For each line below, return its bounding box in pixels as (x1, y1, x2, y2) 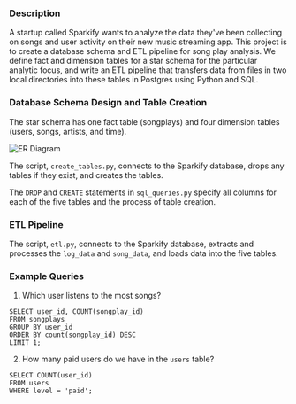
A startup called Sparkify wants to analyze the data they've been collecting (9, 27, 283, 38)
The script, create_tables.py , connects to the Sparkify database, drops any (9, 160, 285, 171)
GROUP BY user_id (9, 322, 73, 332)
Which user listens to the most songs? (21, 291, 162, 301)
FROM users (9, 379, 49, 388)
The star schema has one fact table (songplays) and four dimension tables (9, 116, 280, 127)
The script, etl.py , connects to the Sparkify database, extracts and (9, 238, 254, 249)
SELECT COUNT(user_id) (9, 371, 93, 380)
